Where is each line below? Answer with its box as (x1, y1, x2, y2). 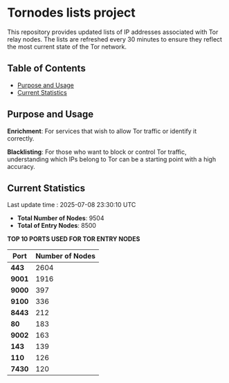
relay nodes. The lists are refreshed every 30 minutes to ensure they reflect (7, 35, 223, 43)
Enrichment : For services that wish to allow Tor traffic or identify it (7, 127, 197, 135)
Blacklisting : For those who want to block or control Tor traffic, (7, 148, 187, 156)
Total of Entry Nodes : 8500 (17, 222, 97, 230)
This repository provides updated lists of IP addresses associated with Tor (7, 28, 219, 36)
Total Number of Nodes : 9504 (17, 214, 104, 222)
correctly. (7, 134, 35, 143)
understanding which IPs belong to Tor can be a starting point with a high (7, 154, 217, 163)
